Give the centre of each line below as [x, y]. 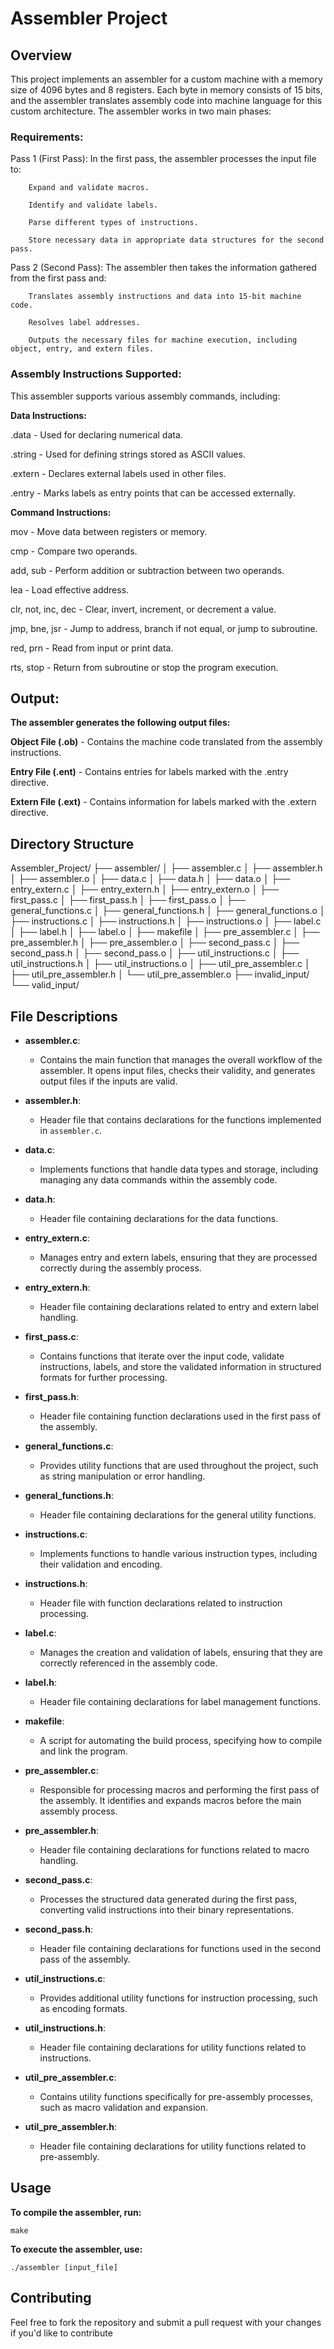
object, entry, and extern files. [82, 349]
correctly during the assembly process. [120, 1268]
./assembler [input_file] [64, 2267]
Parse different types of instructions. [113, 223]
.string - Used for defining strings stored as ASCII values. [128, 454]
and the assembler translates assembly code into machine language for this [166, 100]
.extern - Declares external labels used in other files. [118, 473]
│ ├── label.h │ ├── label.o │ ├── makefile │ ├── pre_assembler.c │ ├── [165, 932]
